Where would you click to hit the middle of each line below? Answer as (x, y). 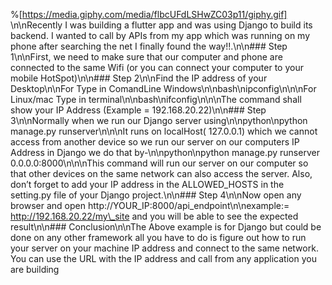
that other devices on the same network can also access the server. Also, (161, 173)
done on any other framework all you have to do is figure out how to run (158, 237)
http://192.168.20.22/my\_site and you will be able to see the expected (154, 216)
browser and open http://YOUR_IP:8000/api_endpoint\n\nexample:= (150, 205)
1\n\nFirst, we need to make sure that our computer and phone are (146, 57)
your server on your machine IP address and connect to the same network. (164, 248)
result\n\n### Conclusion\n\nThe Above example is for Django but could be (166, 227)
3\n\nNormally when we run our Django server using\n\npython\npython (159, 120)
